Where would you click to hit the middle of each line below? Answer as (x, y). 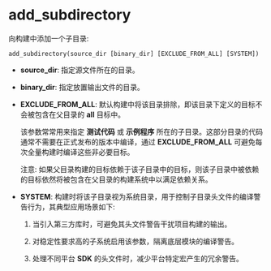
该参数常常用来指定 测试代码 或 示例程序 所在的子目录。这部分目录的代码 (142, 131)
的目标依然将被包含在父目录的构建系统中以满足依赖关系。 (116, 179)
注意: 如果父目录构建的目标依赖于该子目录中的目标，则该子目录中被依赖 (140, 169)
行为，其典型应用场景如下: (71, 206)
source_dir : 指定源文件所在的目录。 (80, 70)
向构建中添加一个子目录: (49, 38)
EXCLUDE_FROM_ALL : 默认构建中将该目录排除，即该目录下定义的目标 (138, 104)
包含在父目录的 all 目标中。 (80, 114)
